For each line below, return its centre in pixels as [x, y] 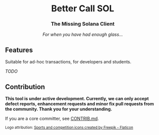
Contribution [25, 87]
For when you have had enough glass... [83, 34]
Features [19, 50]
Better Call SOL [83, 9]
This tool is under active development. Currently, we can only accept [77, 99]
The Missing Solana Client [83, 24]
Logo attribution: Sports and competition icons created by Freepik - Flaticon [69, 128]
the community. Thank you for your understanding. [59, 109]
